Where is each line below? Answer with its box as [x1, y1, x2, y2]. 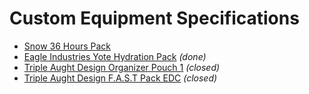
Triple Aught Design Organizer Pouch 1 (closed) [23, 61, 221, 73]
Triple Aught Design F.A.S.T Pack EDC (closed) [23, 72, 218, 84]
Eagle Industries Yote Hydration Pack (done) [23, 50, 207, 62]
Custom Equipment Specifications [9, 7, 300, 30]
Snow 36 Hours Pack [23, 40, 112, 52]
